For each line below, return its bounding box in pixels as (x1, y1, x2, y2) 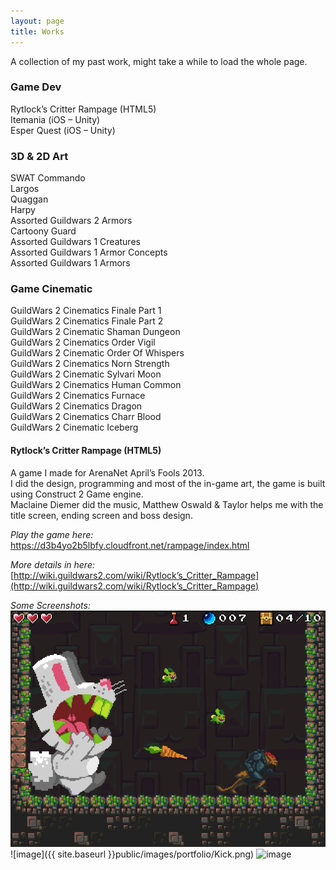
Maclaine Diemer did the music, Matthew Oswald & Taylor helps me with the (10, 498, 324, 510)
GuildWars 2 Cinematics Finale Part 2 (10, 315, 164, 327)
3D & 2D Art (10, 149, 69, 163)
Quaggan (10, 193, 49, 205)
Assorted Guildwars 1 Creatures (10, 236, 141, 248)
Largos (10, 183, 40, 195)
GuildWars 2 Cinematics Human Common (10, 379, 182, 391)
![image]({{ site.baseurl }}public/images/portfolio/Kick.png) (10, 848, 255, 860)
